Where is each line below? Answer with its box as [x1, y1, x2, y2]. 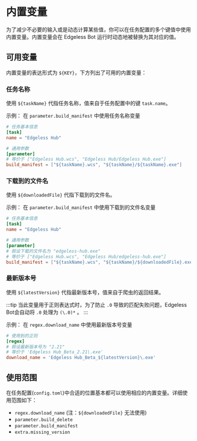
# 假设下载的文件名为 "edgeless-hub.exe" [6, 248, 101, 254]
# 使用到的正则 [6, 333, 38, 339]
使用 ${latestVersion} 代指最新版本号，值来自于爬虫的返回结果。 [6, 289, 164, 296]
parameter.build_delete [14, 416, 73, 423]
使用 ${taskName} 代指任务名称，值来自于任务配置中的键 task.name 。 [6, 100, 171, 107]
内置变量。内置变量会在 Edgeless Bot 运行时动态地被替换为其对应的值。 [6, 33, 180, 40]
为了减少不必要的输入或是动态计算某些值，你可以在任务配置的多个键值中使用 [6, 26, 191, 33]
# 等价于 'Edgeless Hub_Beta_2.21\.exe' [6, 349, 104, 355]
